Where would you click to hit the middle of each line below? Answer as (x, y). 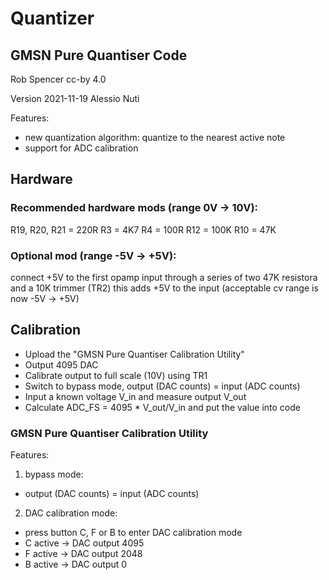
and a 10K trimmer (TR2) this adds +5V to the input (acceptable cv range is (164, 288)
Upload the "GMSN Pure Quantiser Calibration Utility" (134, 354)
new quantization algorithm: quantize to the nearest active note (155, 137)
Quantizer (52, 18)
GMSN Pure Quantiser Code (99, 55)
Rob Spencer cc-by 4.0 (58, 79)
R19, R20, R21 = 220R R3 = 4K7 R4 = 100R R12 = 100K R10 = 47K (143, 229)
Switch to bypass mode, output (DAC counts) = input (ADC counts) (162, 386)
